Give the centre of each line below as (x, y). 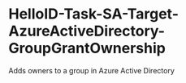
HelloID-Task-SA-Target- (93, 14)
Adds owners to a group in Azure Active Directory (91, 70)
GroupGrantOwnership (87, 48)
